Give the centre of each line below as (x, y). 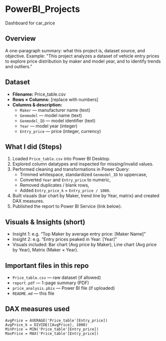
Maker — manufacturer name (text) (55, 110)
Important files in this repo (47, 266)
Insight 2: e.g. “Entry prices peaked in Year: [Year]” (65, 239)
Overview (21, 39)
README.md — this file (33, 293)
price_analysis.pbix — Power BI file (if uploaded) (64, 288)
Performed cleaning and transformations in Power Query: (71, 169)
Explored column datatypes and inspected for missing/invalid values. (83, 164)
